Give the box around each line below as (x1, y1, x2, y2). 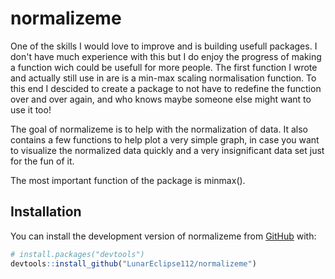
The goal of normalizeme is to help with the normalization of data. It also (10, 123, 308, 135)
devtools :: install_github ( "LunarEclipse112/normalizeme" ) (10, 258, 257, 269)
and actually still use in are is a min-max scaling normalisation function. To (10, 72, 317, 84)
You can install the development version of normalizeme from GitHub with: (10, 230, 317, 242)
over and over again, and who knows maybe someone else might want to (10, 93, 312, 105)
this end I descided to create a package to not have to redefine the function (10, 82, 322, 94)
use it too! (10, 103, 52, 116)
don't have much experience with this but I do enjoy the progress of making (10, 50, 322, 62)
